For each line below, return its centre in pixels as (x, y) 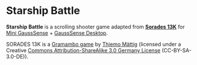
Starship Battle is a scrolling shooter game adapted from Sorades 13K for (96, 27)
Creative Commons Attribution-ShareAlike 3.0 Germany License (83, 50)
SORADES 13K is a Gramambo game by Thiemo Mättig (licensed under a (94, 44)
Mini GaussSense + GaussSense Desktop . (57, 32)
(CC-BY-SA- (176, 50)
